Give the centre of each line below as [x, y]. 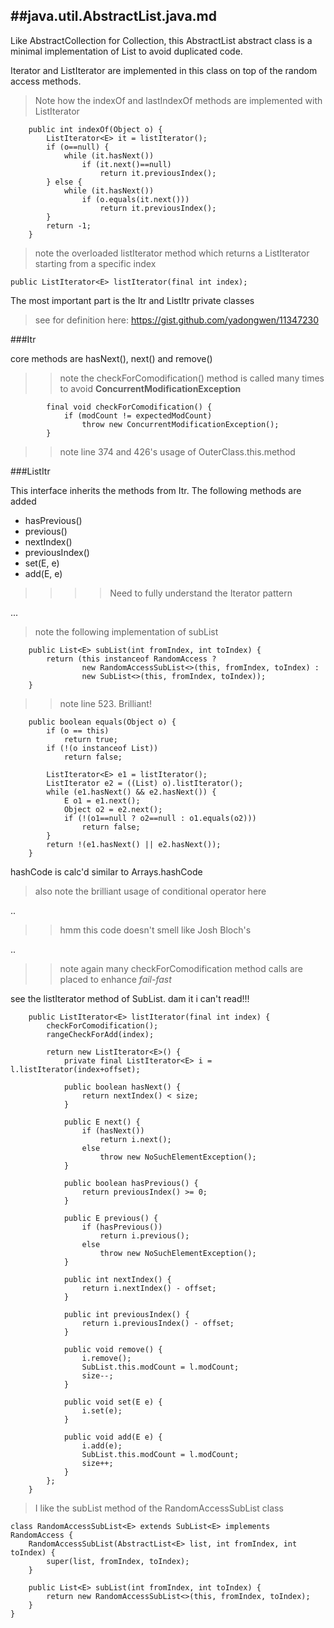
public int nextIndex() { [117, 1279]
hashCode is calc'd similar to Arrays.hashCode [106, 871]
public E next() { [102, 1122]
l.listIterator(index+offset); [75, 1069]
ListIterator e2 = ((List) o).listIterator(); [145, 783]
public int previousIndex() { [126, 1314]
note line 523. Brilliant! [105, 703]
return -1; [69, 225]
